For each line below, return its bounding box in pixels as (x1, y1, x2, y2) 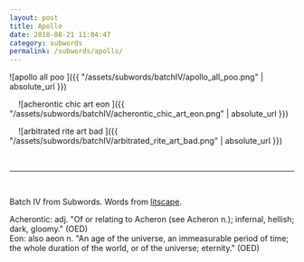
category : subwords (9, 38, 83, 48)
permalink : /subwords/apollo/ (9, 47, 124, 56)
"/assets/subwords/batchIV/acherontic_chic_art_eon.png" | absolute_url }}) (9, 108, 290, 119)
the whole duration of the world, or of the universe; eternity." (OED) (9, 243, 261, 254)
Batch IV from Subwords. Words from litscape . (9, 196, 183, 208)
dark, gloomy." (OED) (9, 223, 89, 235)
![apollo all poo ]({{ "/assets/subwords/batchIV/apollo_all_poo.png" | (9, 71, 264, 82)
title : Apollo (9, 22, 63, 31)
